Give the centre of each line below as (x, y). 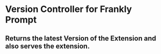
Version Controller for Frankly (69, 9)
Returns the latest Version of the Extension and (81, 38)
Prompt (21, 20)
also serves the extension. (48, 46)
